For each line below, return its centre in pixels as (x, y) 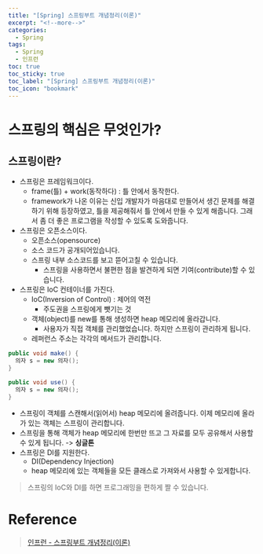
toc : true (24, 67)
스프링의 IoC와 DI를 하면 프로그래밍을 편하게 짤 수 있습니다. (118, 487)
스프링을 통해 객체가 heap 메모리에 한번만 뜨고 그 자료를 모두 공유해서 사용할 (136, 432)
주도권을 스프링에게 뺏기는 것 (87, 309)
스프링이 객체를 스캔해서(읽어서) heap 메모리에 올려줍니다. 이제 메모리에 (130, 413)
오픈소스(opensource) (66, 240)
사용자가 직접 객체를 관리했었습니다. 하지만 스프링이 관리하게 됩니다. (147, 329)
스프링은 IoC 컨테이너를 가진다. (67, 290)
